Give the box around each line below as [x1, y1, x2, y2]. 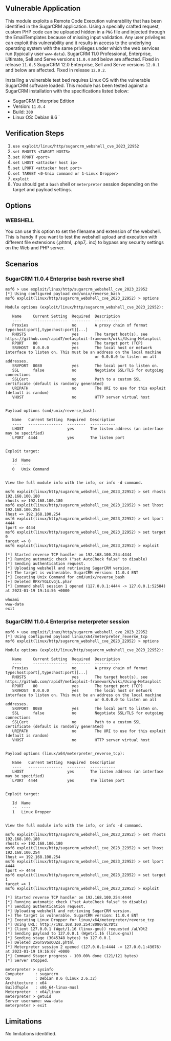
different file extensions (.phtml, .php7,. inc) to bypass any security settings [5, 239, 164, 246]
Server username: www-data [5, 998, 63, 1004]
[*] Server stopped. [5, 958, 50, 963]
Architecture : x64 [5, 980, 47, 986]
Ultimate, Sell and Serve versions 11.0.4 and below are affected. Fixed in [5, 56, 159, 62]
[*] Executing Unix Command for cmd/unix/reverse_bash [5, 575, 125, 580]
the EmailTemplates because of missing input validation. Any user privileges [5, 34, 166, 40]
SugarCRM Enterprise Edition [12, 98, 75, 104]
